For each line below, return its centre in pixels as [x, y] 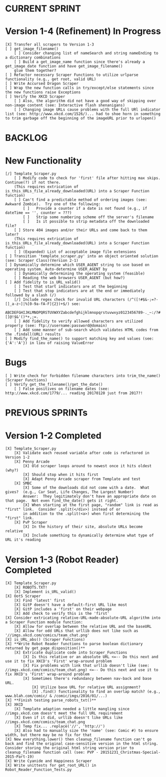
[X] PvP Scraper [31, 523]
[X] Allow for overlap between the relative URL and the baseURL [83, 627]
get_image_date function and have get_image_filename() [64, 66]
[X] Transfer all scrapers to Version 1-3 [50, 45]
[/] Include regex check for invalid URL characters [70, 300]
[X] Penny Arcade [32, 462]
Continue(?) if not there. [33, 182]
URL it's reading [23, 540]
